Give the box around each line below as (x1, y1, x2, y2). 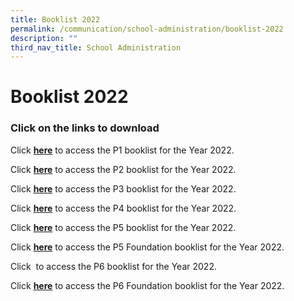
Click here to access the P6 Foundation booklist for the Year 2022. (10, 279, 285, 291)
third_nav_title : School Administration (10, 42, 182, 53)
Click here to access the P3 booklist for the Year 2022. (10, 182, 237, 195)
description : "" (10, 33, 78, 43)
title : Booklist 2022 (10, 14, 101, 25)
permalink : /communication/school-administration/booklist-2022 (10, 24, 284, 34)
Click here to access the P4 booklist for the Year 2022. (10, 202, 237, 214)
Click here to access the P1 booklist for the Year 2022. (10, 144, 235, 156)
